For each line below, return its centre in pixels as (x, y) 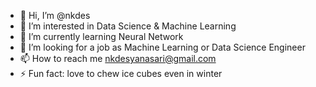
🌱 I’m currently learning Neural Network (101, 36)
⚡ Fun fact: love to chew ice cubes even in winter (121, 73)
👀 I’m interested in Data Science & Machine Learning (128, 26)
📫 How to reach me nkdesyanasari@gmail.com (118, 58)
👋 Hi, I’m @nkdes (55, 15)
